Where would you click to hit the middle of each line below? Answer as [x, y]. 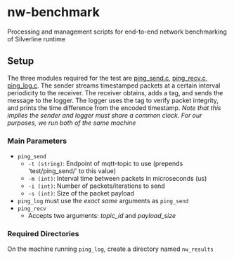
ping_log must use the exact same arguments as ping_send [103, 201]
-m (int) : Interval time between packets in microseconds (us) [117, 179]
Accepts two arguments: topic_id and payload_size [102, 216]
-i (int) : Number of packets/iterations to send [96, 186]
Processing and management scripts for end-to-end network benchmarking [117, 32]
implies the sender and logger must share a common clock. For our [105, 115]
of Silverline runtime [36, 39]
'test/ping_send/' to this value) [72, 171]
